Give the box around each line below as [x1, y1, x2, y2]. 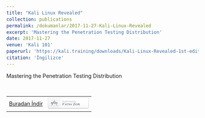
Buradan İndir [9, 100, 43, 107]
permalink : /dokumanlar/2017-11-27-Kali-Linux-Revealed [6, 23, 151, 29]
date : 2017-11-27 [6, 35, 51, 42]
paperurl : [6, 49, 32, 55]
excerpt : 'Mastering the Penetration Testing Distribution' [6, 29, 163, 35]
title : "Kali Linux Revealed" [6, 10, 84, 16]
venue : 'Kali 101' [6, 42, 53, 48]
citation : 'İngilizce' [6, 55, 64, 61]
